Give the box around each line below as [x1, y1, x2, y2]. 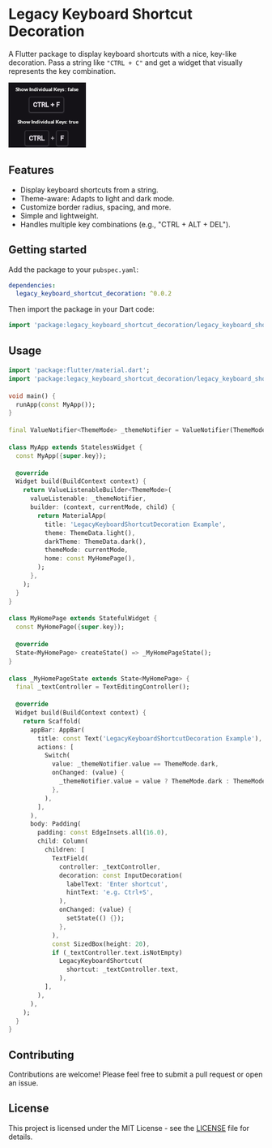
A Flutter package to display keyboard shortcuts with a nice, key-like [8, 49, 237, 58]
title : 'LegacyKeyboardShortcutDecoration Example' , [44, 520, 227, 529]
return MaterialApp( [37, 511, 107, 520]
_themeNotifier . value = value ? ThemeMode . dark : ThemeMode [59, 777, 266, 785]
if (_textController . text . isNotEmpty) [51, 948, 183, 956]
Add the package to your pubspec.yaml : [8, 265, 139, 274]
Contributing [8, 1048, 74, 1062]
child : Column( [37, 837, 89, 845]
